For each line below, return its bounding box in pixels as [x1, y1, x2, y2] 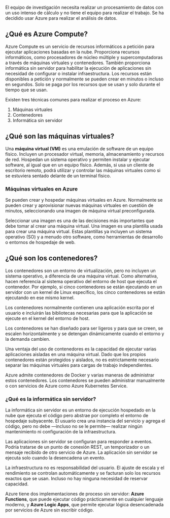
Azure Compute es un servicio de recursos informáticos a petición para [5, 43, 155, 49]
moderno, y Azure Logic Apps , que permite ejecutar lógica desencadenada [5, 502, 164, 508]
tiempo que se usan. [5, 87, 48, 93]
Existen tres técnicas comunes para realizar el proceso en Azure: [5, 96, 142, 102]
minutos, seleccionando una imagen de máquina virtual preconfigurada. [5, 207, 156, 213]
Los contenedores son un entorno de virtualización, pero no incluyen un [5, 267, 156, 274]
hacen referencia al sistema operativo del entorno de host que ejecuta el [5, 278, 157, 284]
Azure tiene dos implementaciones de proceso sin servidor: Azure [5, 491, 145, 497]
